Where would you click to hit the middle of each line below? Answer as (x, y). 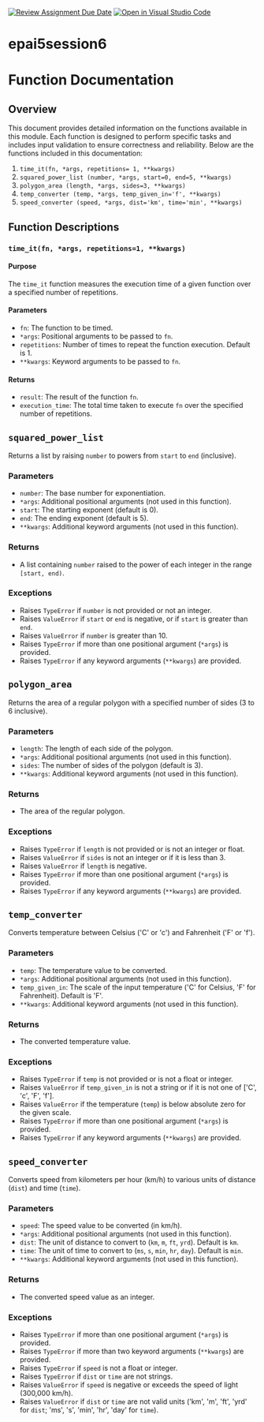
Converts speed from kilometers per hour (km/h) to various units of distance (132, 1180)
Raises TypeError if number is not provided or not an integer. (116, 610)
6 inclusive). (28, 711)
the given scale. (45, 1113)
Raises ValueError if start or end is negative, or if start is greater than (134, 619)
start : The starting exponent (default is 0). (89, 510)
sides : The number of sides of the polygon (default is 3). (111, 765)
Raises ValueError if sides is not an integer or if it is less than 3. (123, 857)
